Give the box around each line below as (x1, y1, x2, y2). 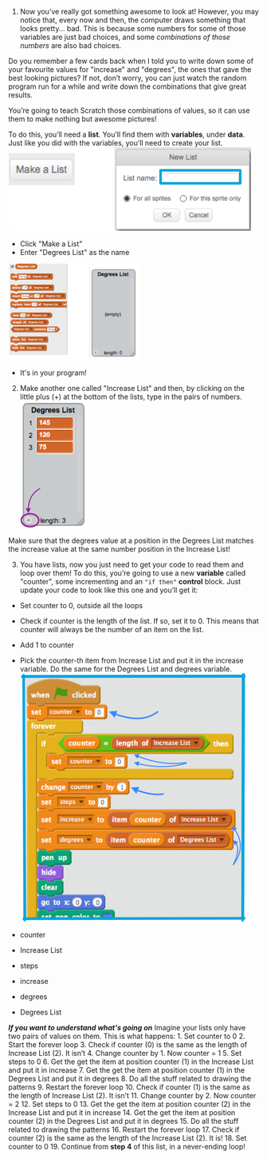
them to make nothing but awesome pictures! (8, 114, 157, 123)
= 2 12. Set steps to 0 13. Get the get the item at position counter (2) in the (8, 1099, 251, 1109)
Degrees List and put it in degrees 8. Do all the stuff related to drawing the (8, 1074, 252, 1083)
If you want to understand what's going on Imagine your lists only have (8, 1023, 246, 1032)
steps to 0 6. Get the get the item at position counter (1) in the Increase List (8, 1057, 253, 1066)
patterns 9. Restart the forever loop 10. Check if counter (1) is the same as (8, 1082, 250, 1092)
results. (8, 90, 33, 99)
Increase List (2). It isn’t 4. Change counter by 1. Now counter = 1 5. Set (8, 1049, 241, 1057)
